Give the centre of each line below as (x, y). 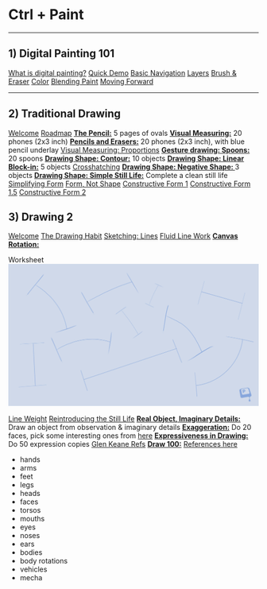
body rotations (44, 561)
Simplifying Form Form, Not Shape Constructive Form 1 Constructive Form (130, 184)
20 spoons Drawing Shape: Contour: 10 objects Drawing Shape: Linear (126, 158)
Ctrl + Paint (46, 15)
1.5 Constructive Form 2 (47, 192)
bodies (31, 552)
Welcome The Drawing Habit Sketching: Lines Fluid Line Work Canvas (123, 236)
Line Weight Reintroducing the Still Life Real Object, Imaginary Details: (124, 419)
